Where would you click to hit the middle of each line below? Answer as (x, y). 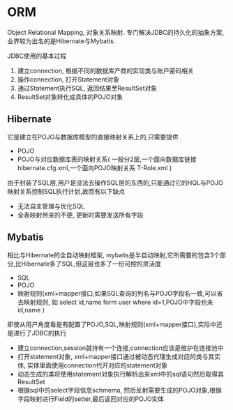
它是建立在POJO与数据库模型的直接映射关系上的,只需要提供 (93, 137)
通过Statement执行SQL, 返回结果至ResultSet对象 (87, 88)
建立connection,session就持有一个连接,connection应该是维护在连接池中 (120, 348)
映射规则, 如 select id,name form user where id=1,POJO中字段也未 (119, 302)
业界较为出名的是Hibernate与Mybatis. (61, 41)
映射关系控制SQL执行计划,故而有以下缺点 (66, 191)
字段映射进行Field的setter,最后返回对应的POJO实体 (91, 399)
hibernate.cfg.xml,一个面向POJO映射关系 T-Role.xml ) (95, 167)
